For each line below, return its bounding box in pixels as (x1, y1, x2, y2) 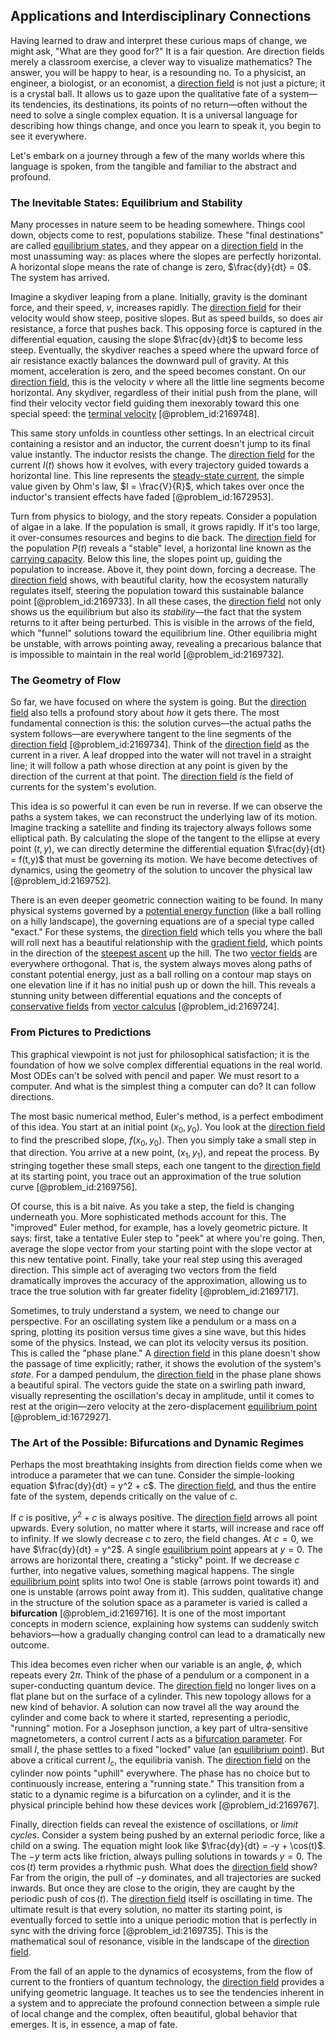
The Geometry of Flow (10, 674, 122, 688)
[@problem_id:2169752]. (10, 875, 112, 887)
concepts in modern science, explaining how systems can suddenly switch (10, 1618, 319, 1630)
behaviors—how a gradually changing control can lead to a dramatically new (10, 1629, 326, 1641)
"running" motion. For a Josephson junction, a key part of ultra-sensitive (10, 1722, 309, 1734)
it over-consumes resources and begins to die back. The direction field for (10, 532, 317, 544)
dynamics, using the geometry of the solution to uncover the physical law (10, 864, 313, 876)
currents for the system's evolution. (10, 781, 157, 793)
